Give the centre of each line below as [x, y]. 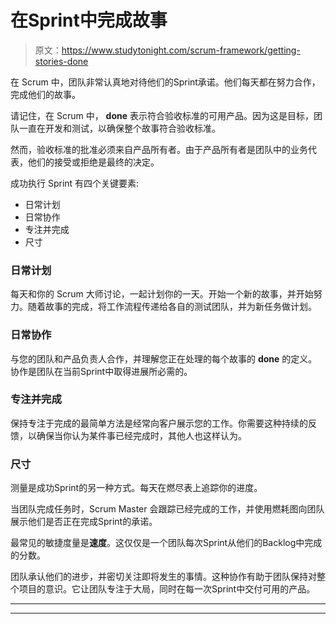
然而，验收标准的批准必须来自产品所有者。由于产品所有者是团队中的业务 [159, 149]
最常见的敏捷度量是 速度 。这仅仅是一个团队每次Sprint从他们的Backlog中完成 [166, 543]
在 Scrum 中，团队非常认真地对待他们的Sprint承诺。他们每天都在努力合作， [165, 82]
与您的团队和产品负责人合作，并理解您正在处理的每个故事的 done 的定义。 [164, 358]
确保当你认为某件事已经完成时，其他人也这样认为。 [141, 435]
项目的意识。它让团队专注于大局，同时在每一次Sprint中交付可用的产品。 [167, 589]
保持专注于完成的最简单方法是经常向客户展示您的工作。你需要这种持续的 [159, 423]
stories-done [61, 61]
